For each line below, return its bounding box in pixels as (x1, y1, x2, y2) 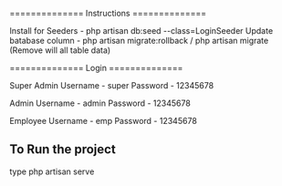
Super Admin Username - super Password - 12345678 (9, 80, 214, 90)
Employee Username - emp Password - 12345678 (9, 116, 198, 126)
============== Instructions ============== (9, 8, 207, 18)
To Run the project (9, 141, 116, 158)
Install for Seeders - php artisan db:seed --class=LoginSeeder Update (9, 26, 274, 36)
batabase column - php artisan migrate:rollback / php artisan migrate (9, 36, 269, 46)
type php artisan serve (9, 166, 95, 177)
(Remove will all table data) (9, 45, 111, 56)
